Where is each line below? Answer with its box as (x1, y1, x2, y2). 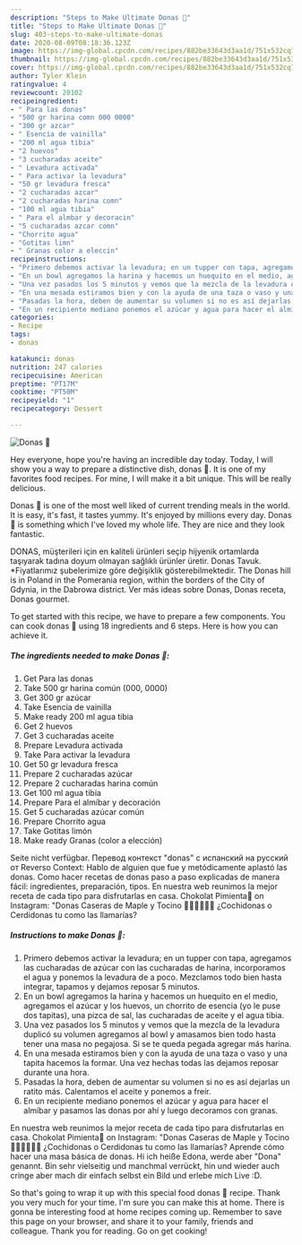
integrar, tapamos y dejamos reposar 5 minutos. (22, 981, 201, 991)
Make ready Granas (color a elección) (22, 834, 163, 845)
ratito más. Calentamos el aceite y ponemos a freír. (22, 1085, 211, 1096)
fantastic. (10, 528, 45, 539)
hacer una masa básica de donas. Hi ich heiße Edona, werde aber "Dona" (10, 1151, 281, 1162)
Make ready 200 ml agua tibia (22, 711, 134, 722)
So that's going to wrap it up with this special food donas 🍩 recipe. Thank (10, 1187, 280, 1197)
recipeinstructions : (10, 255, 88, 264)
